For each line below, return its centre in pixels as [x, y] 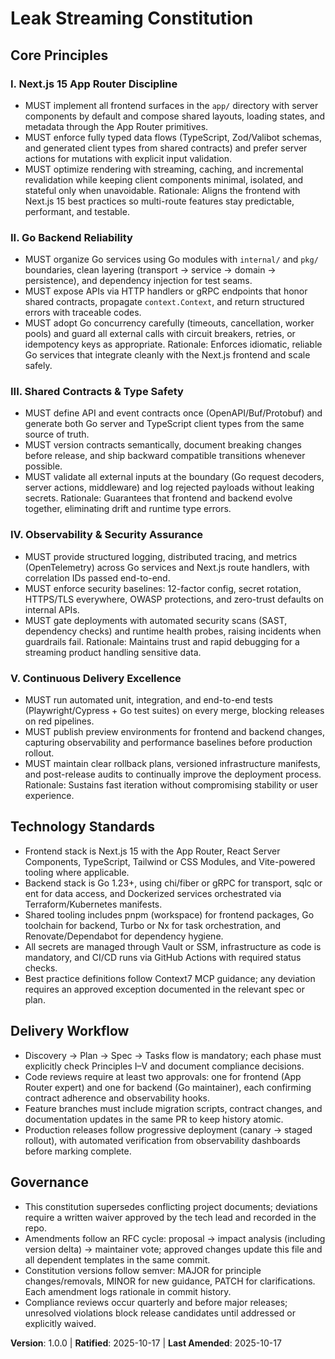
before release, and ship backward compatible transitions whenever [165, 456]
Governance [49, 1182]
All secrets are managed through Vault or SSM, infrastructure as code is [173, 946]
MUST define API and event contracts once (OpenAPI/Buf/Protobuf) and [173, 413]
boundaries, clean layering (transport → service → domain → [150, 270]
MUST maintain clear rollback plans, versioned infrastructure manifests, [172, 764]
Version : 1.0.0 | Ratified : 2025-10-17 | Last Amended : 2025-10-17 [146, 1343]
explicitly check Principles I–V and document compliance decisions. [164, 1066]
